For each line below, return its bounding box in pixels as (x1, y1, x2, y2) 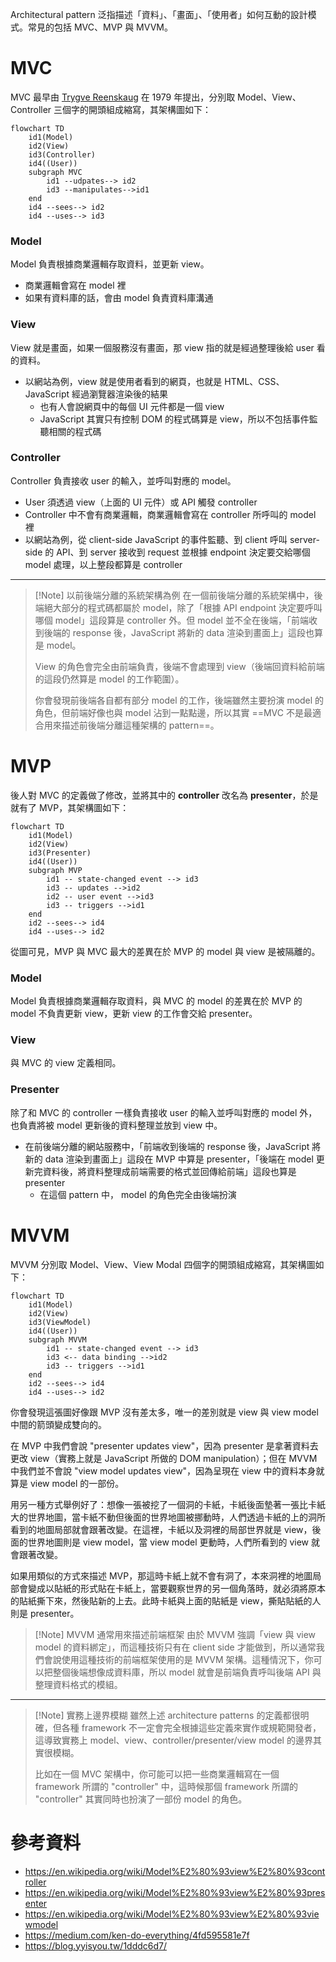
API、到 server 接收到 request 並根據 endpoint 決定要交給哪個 (56, 546, 311, 558)
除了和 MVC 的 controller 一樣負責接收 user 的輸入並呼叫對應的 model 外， (10, 1106, 318, 1118)
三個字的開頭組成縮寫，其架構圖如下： (53, 103, 212, 115)
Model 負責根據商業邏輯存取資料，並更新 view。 (10, 258, 210, 270)
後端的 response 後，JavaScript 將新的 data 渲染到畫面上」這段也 (43, 626, 315, 638)
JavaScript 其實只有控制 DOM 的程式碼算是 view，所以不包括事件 (39, 413, 310, 425)
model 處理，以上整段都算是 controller (24, 558, 183, 570)
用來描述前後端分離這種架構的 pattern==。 (43, 719, 220, 731)
